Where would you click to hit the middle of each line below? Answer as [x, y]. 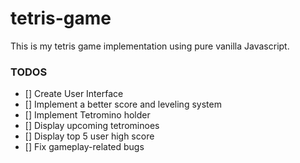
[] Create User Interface [74, 94]
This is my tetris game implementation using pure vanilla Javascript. [150, 46]
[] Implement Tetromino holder [87, 115]
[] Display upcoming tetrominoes [92, 126]
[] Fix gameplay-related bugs [84, 147]
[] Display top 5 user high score [89, 136]
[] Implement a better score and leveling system [123, 104]
